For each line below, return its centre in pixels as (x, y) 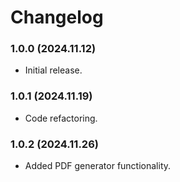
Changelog (57, 17)
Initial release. (53, 70)
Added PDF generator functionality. (98, 166)
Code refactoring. (61, 118)
